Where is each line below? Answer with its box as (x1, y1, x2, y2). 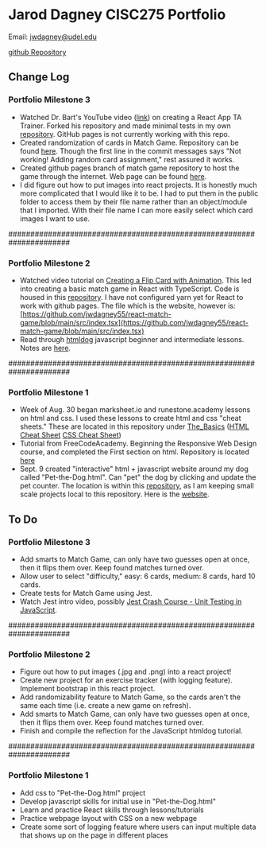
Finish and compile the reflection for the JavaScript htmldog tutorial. (19, 726, 244, 736)
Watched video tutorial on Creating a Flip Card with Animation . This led (19, 275, 252, 285)
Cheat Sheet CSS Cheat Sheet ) (19, 430, 121, 440)
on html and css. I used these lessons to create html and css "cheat (19, 414, 241, 423)
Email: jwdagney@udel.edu (8, 32, 97, 41)
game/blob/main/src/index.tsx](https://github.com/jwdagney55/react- (19, 317, 249, 327)
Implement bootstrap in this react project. (19, 684, 156, 694)
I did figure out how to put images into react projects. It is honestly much (19, 180, 258, 189)
